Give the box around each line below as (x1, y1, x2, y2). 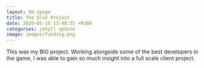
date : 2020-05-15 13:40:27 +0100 (6, 20, 92, 26)
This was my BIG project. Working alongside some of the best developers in (6, 48, 198, 55)
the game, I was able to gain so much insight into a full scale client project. (6, 55, 195, 62)
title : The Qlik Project (6, 15, 70, 21)
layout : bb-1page (6, 8, 51, 15)
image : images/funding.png (6, 32, 76, 38)
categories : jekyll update (6, 25, 76, 32)
